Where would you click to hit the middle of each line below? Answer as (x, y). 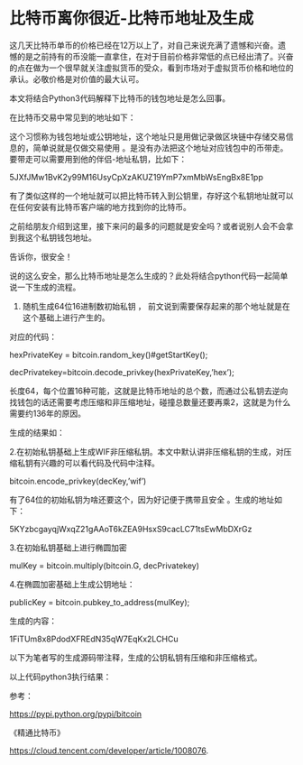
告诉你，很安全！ (41, 256)
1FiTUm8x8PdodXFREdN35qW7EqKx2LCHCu (94, 639)
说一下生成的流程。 (45, 287)
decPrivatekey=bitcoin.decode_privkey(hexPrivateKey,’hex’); (122, 372)
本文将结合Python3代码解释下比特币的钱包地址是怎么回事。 (120, 98)
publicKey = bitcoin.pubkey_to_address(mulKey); (100, 602)
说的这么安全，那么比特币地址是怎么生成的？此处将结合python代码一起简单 (149, 275)
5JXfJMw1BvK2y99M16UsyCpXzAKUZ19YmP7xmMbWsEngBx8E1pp (136, 177)
